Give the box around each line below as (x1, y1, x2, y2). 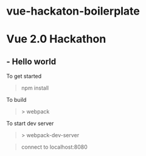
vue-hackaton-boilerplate (6, 4, 140, 18)
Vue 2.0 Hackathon (6, 32, 106, 46)
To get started (6, 73, 42, 80)
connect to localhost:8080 (21, 143, 88, 151)
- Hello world (6, 56, 57, 66)
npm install (21, 84, 49, 92)
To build (6, 96, 27, 104)
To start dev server (6, 120, 54, 127)
